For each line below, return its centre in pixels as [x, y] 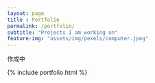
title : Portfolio [33, 20]
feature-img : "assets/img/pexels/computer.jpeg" [78, 39]
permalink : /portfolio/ [41, 26]
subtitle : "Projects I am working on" [62, 32]
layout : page [26, 13]
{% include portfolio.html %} [47, 73]
